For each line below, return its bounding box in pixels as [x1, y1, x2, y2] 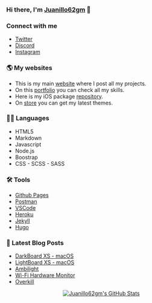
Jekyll [14, 217, 30, 224]
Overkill [14, 278, 34, 285]
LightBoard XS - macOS [14, 259, 75, 266]
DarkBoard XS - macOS [14, 252, 74, 259]
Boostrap [14, 154, 38, 161]
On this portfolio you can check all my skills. [14, 86, 125, 93]
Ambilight [14, 266, 39, 273]
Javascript [14, 140, 42, 148]
